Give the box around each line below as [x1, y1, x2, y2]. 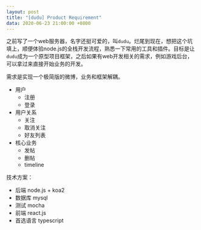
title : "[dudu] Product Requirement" [6, 15, 102, 21]
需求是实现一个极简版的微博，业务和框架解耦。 [6, 73, 123, 81]
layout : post [6, 8, 39, 15]
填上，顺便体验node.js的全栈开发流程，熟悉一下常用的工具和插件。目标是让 [6, 45, 196, 52]
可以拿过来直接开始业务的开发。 [6, 60, 86, 67]
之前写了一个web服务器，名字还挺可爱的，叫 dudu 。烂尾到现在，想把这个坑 [6, 38, 193, 45]
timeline [24, 161, 44, 169]
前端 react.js [15, 209, 47, 217]
